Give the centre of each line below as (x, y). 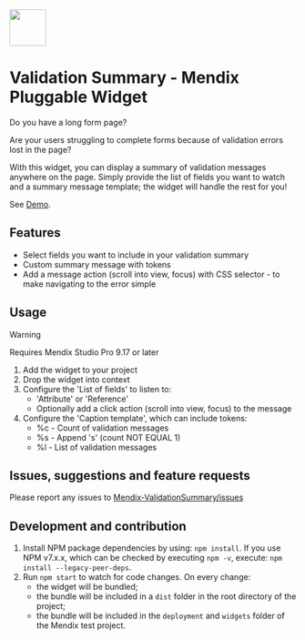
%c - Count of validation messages (102, 428)
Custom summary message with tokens (97, 264)
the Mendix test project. (81, 625)
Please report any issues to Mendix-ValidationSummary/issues (127, 498)
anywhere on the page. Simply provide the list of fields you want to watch (147, 177)
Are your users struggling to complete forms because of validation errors (147, 139)
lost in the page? (41, 149)
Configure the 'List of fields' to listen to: (97, 389)
